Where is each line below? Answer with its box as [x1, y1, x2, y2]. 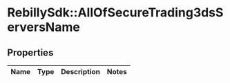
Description [61, 67, 100, 76]
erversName [7, 19, 81, 35]
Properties [7, 47, 54, 58]
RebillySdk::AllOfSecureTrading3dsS [7, 5, 224, 21]
